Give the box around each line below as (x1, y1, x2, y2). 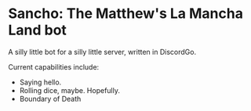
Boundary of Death (19, 94, 82, 103)
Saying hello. (19, 77, 62, 87)
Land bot (8, 21, 67, 39)
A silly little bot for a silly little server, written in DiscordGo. (8, 47, 197, 56)
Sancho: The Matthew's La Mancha (8, 5, 243, 23)
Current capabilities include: (8, 62, 100, 71)
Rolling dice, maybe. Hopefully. (19, 85, 120, 95)
